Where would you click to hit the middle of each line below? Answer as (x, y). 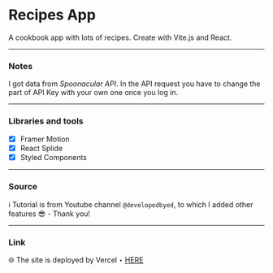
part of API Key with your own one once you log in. (93, 93)
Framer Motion (45, 139)
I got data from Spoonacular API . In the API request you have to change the (135, 84)
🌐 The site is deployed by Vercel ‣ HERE (76, 260)
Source (23, 186)
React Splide (41, 148)
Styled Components (54, 157)
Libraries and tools (46, 121)
